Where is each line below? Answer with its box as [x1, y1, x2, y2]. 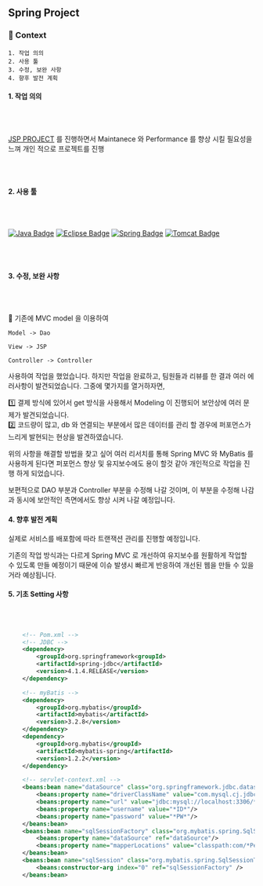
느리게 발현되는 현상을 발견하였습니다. [8, 432, 124, 442]
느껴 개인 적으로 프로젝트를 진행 [8, 144, 105, 153]
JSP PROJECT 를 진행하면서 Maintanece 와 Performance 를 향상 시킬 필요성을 [8, 134, 253, 144]
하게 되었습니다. [16, 469, 65, 478]
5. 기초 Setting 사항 [8, 589, 69, 599]
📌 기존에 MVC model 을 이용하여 [8, 313, 109, 323]
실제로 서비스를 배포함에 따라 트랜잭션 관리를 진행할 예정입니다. [8, 533, 201, 543]
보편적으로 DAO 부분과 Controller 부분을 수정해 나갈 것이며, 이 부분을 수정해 [8, 485, 240, 495]
